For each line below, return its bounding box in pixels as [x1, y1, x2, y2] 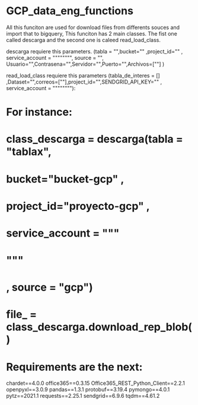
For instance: [6, 106, 73, 119]
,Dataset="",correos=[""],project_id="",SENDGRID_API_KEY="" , [6, 78, 162, 85]
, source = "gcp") [6, 280, 93, 294]
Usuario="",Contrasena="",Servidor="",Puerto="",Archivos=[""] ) [6, 60, 165, 68]
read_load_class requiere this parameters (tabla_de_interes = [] [6, 72, 160, 79]
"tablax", [6, 145, 52, 158]
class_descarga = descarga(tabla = [6, 132, 183, 146]
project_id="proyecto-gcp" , [6, 199, 150, 213]
